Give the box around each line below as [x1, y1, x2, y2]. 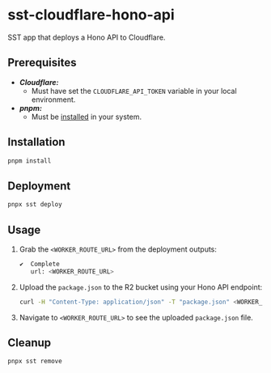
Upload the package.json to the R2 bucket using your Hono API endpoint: [19, 282, 263, 292]
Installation [7, 135, 66, 149]
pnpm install [7, 156, 52, 165]
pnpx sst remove [7, 358, 62, 366]
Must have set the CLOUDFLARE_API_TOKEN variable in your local [31, 86, 237, 95]
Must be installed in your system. [31, 112, 142, 121]
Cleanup [7, 336, 52, 350]
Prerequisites [7, 56, 77, 70]
